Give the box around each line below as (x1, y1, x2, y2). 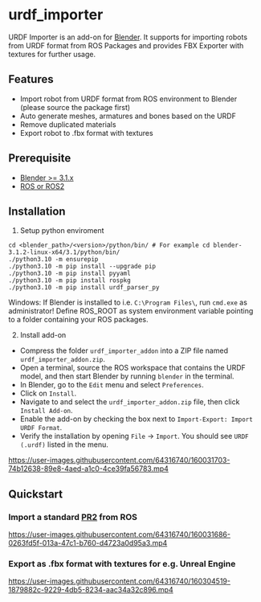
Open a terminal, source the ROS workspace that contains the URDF (19, 363, 247, 373)
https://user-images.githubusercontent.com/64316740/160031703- (8, 456, 230, 465)
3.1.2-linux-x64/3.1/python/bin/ (8, 248, 120, 256)
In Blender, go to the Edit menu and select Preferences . (19, 380, 205, 390)
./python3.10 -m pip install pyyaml (8, 269, 131, 278)
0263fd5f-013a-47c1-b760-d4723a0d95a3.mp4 (8, 539, 168, 548)
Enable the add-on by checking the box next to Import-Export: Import (19, 414, 253, 424)
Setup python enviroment (19, 226, 104, 235)
